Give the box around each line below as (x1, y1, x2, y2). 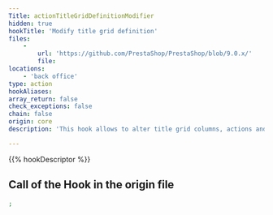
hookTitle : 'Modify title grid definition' (8, 27, 158, 35)
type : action (8, 80, 53, 88)
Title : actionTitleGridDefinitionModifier (8, 11, 154, 20)
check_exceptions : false (8, 102, 93, 110)
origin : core (8, 118, 53, 126)
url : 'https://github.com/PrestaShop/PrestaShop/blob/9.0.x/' (37, 49, 253, 58)
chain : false (8, 110, 53, 118)
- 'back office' (23, 72, 79, 80)
